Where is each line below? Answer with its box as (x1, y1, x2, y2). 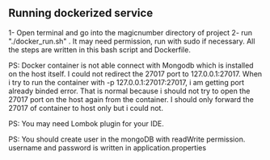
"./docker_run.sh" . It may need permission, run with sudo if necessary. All (8, 36, 255, 46)
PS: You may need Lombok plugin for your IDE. (8, 118, 164, 128)
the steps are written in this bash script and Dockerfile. (8, 44, 192, 55)
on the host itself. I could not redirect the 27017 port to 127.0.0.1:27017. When (8, 68, 263, 79)
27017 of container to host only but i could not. (8, 103, 164, 113)
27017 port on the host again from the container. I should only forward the (8, 94, 255, 104)
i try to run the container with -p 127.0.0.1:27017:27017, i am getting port (8, 77, 245, 87)
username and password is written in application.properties (8, 142, 207, 152)
